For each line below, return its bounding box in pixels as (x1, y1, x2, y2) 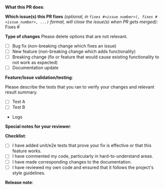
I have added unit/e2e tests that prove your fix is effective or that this (12, 142, 152, 148)
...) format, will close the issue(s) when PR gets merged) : (40, 19, 158, 24)
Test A (12, 99, 25, 105)
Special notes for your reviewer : (5, 123, 72, 129)
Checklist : (5, 133, 26, 139)
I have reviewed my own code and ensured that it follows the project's (12, 164, 154, 170)
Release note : (5, 179, 33, 185)
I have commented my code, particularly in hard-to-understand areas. (12, 153, 153, 159)
